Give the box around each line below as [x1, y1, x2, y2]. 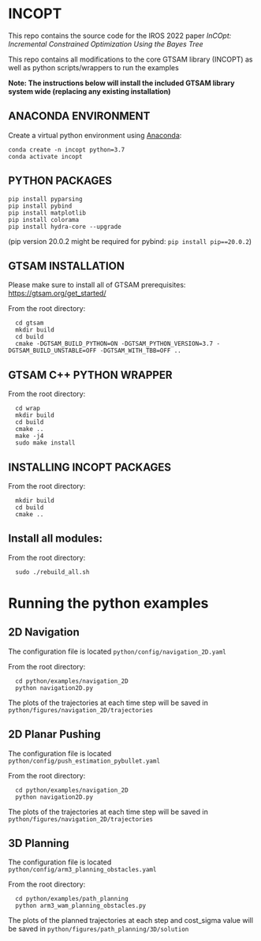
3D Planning [8, 837, 69, 850]
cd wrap [15, 404, 41, 413]
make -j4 [15, 432, 44, 441]
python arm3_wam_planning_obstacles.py [15, 902, 147, 910]
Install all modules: [8, 532, 103, 545]
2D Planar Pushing [8, 728, 101, 741]
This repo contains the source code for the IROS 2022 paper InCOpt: [8, 31, 232, 40]
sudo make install [15, 439, 76, 447]
